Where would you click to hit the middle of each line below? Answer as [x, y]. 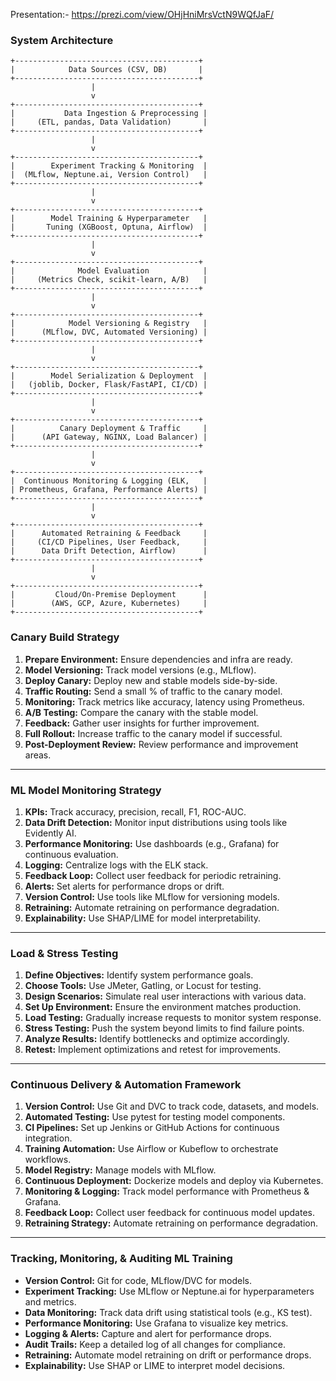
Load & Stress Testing [64, 953]
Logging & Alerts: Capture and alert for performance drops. [148, 1333]
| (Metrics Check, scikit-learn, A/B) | [109, 280]
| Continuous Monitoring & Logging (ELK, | [109, 481]
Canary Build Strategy [65, 637]
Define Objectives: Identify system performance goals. [139, 975]
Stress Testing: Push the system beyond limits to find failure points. [164, 1028]
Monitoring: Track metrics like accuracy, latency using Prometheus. [164, 701]
